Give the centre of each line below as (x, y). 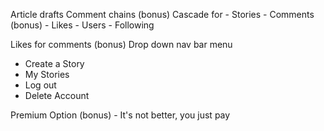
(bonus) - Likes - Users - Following (82, 25)
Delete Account (57, 95)
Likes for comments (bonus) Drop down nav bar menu (121, 44)
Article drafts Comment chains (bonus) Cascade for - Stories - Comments (162, 14)
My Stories (47, 74)
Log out (40, 85)
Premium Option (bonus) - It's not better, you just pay (120, 115)
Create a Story (54, 63)
